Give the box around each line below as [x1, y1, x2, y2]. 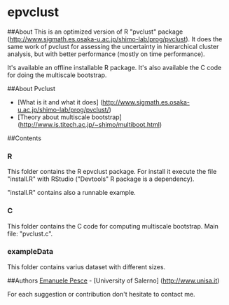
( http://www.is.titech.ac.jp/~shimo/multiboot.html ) [17, 120, 162, 128]
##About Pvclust [7, 84, 56, 93]
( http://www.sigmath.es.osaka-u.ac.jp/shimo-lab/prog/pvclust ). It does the [7, 34, 223, 43]
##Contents [7, 134, 42, 142]
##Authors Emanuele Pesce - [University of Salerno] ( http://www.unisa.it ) [7, 276, 220, 285]
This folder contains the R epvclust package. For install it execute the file [7, 168, 217, 176]
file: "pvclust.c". [7, 229, 53, 238]
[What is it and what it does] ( [17, 97, 103, 106]
